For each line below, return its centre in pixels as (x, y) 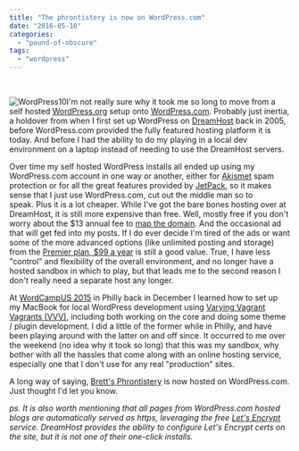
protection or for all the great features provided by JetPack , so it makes (141, 185)
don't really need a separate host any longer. (91, 280)
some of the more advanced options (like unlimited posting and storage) (142, 242)
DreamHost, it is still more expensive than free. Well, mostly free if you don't (149, 214)
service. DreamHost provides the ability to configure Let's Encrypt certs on (147, 427)
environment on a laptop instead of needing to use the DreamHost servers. (147, 149)
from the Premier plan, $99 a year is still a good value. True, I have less (140, 252)
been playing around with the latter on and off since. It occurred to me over (147, 335)
